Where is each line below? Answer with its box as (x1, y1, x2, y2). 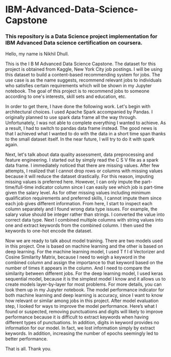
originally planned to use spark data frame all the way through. (5, 114, 137, 121)
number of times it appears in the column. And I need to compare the (5, 265, 151, 271)
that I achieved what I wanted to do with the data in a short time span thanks (5, 131, 166, 137)
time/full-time (5, 184, 34, 190)
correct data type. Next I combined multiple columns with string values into (5, 217, 163, 223)
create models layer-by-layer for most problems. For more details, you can (5, 281, 162, 288)
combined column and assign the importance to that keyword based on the (5, 260, 163, 266)
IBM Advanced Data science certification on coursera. (5, 39, 143, 47)
